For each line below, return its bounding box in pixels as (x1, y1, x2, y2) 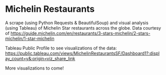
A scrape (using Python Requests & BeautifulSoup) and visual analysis (5, 20, 149, 26)
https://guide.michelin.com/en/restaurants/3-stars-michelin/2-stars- (10, 30, 151, 36)
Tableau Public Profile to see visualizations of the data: (5, 45, 117, 51)
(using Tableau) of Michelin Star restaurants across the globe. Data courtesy (5, 25, 161, 31)
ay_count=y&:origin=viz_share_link (5, 55, 75, 61)
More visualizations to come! (5, 65, 64, 71)
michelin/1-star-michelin (5, 36, 55, 41)
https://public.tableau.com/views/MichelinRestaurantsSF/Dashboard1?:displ (5, 50, 160, 56)
